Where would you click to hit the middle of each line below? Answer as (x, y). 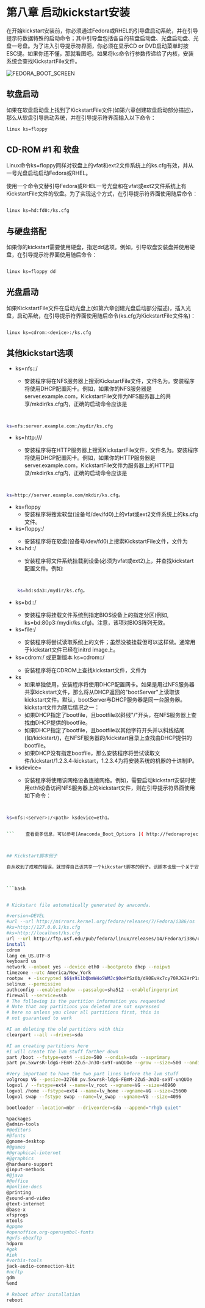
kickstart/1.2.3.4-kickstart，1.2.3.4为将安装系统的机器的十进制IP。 (114, 761)
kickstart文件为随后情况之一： (62, 707)
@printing (19, 1192)
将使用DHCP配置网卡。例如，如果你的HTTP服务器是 (90, 458)
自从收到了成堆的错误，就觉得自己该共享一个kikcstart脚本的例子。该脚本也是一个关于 (100, 867)
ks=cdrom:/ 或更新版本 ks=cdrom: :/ (60, 658)
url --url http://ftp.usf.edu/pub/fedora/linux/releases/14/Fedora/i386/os (105, 939)
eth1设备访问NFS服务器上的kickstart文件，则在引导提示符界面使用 (112, 788)
